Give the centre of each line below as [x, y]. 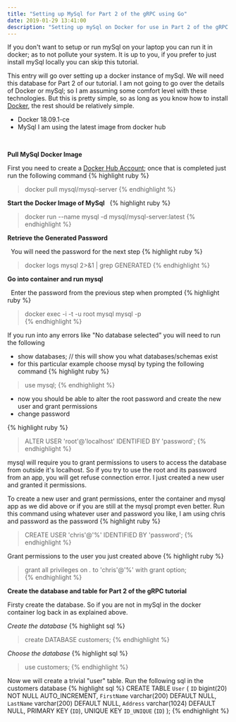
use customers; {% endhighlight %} [76, 667]
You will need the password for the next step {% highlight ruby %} [106, 252]
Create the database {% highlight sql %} [66, 626]
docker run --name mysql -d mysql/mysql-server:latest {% [110, 217]
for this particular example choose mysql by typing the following [111, 364]
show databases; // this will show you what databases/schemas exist [118, 356]
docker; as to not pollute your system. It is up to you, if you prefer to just [112, 54]
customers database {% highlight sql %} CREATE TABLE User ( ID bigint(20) [117, 688]
